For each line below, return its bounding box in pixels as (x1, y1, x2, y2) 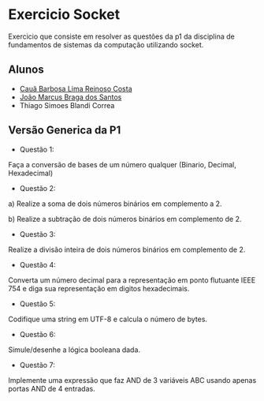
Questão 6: (19, 329, 56, 339)
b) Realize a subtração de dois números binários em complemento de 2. (8, 214, 242, 223)
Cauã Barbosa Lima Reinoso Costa (19, 84, 132, 93)
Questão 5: (19, 298, 56, 309)
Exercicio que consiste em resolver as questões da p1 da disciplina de (8, 32, 235, 41)
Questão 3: (19, 229, 56, 238)
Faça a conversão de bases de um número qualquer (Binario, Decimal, (8, 159, 236, 169)
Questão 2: (19, 183, 56, 193)
